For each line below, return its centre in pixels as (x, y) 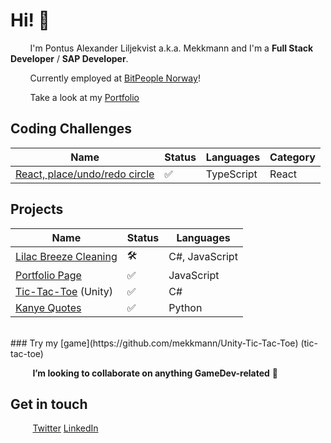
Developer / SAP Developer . (69, 58)
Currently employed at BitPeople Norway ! (115, 78)
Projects (37, 209)
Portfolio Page (48, 275)
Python (185, 307)
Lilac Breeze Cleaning (66, 257)
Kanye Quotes (48, 307)
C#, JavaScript (203, 257)
